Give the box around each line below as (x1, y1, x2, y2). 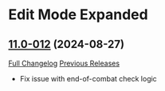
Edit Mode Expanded (8, 6, 149, 24)
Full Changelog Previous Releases (8, 58, 120, 68)
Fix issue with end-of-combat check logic (19, 74, 157, 83)
